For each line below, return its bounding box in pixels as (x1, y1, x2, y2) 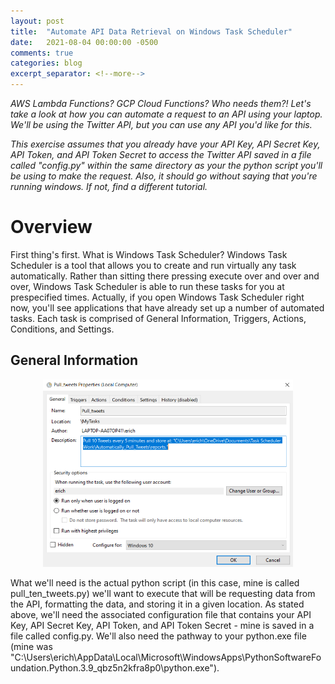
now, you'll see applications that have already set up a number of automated (10, 301, 325, 314)
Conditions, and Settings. (10, 323, 115, 335)
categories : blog (10, 58, 83, 69)
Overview (10, 216, 93, 239)
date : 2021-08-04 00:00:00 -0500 (10, 37, 159, 47)
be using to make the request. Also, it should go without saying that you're (10, 170, 318, 182)
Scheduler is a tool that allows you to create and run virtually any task (10, 259, 297, 271)
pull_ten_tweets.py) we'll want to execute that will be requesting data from (10, 587, 316, 599)
